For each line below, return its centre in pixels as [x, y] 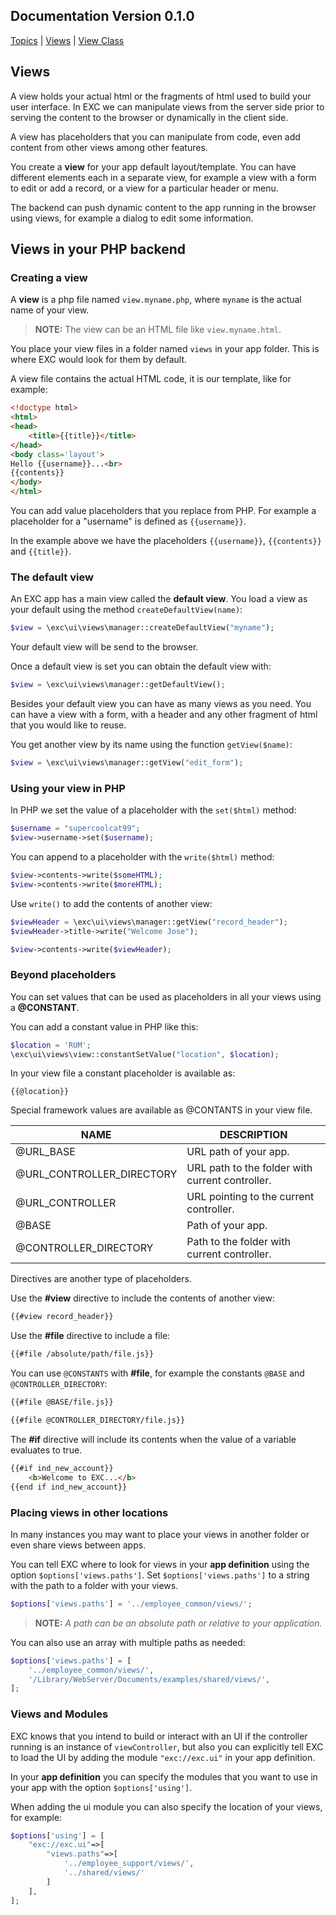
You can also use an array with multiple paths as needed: [128, 1642]
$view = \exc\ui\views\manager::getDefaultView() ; [118, 685]
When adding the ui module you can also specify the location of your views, [166, 1806]
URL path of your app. [238, 1152]
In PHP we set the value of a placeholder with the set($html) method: [153, 810]
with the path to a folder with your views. [94, 1585]
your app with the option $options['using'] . [101, 1787]
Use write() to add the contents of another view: [111, 903]
